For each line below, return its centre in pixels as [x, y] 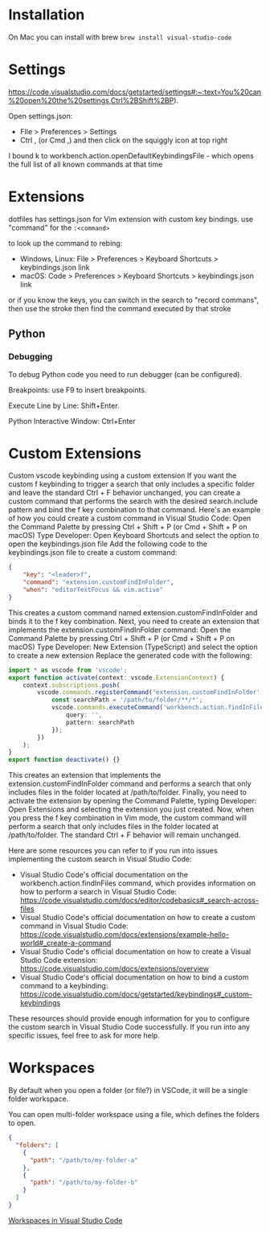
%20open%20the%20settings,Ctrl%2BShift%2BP [91, 100]
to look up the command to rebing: [65, 243]
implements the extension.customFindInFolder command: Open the [120, 630]
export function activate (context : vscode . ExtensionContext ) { [117, 677]
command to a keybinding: [64, 986]
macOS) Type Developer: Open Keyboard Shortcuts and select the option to [134, 536]
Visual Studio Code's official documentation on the [104, 875]
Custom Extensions [75, 453]
